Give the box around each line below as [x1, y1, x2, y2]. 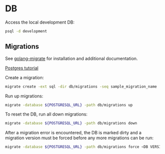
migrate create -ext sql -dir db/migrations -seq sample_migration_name [5, 84, 157, 89]
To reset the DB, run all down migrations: [5, 111, 87, 117]
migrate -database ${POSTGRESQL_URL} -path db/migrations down [5, 121, 137, 126]
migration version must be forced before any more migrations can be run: [5, 135, 154, 141]
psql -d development [5, 29, 48, 33]
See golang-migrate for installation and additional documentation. [5, 55, 138, 62]
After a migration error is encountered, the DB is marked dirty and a [5, 130, 141, 136]
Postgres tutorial [5, 65, 38, 71]
